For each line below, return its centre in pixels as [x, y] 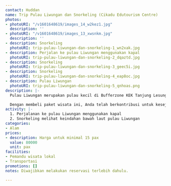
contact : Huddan [22, 10]
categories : [18, 123]
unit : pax [20, 147]
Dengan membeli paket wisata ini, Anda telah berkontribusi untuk [82, 104]
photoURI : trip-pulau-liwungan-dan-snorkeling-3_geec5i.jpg [75, 67]
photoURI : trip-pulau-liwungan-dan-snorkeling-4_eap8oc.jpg [75, 76]
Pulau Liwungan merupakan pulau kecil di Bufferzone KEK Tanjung [81, 95]
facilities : [18, 152]
